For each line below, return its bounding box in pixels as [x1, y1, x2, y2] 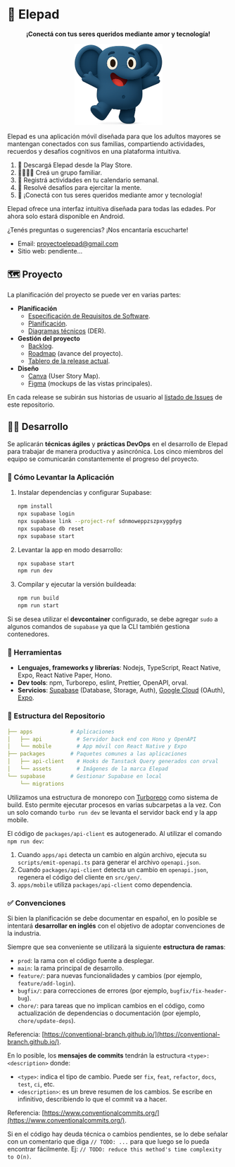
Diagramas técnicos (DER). [27, 327, 106, 335]
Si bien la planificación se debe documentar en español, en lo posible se [7, 914, 217, 922]
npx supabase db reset [17, 525, 84, 532]
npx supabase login [17, 510, 75, 517]
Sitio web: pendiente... [17, 247, 83, 256]
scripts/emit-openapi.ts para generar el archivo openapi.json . [17, 858, 201, 866]
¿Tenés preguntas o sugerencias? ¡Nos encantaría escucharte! [7, 226, 189, 234]
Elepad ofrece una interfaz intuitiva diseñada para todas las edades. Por [7, 205, 217, 213]
